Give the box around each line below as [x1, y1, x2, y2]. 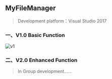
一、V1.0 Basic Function [5, 31, 65, 38]
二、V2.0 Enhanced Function [5, 57, 78, 64]
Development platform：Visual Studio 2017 [17, 17, 107, 24]
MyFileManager [5, 4, 57, 12]
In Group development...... [17, 68, 72, 74]
